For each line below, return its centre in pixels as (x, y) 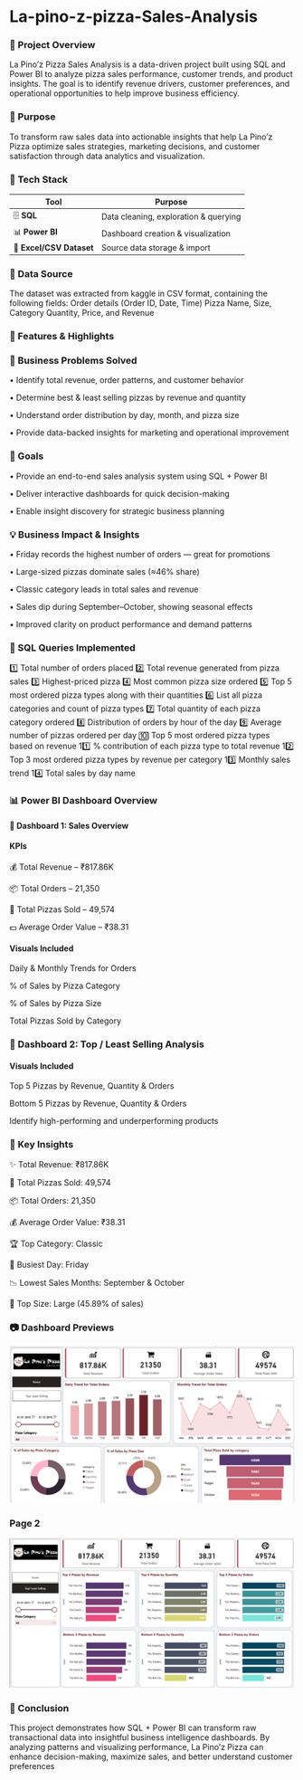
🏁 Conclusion (39, 1708)
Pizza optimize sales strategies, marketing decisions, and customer (135, 146)
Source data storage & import (156, 248)
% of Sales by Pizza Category (65, 986)
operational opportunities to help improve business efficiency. (124, 93)
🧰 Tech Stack (39, 179)
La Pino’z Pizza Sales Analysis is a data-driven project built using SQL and (147, 64)
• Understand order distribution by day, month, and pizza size (124, 415)
